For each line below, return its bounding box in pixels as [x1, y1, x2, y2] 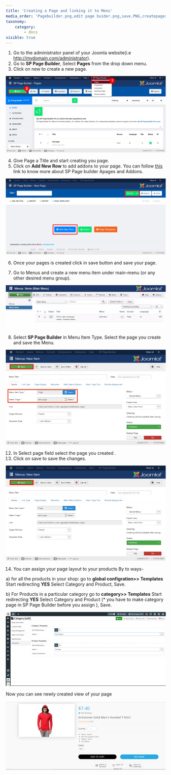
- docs [24, 30, 38, 35]
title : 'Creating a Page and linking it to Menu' [6, 8, 113, 13]
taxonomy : [6, 19, 27, 24]
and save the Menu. [13, 340, 55, 346]
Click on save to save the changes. [13, 456, 86, 462]
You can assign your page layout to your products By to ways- [13, 566, 144, 572]
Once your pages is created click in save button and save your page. [13, 260, 157, 266]
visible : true [6, 35, 36, 40]
